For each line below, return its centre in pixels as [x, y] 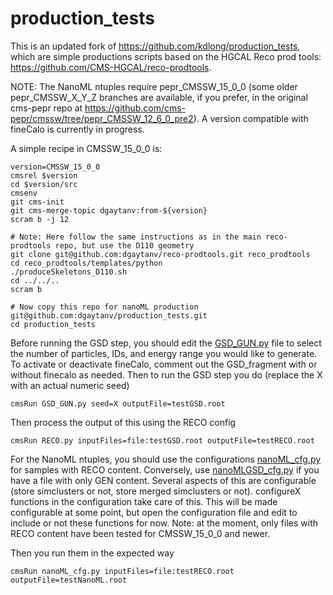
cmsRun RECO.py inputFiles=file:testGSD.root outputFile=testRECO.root [162, 440]
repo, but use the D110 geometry [124, 245]
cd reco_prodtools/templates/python [86, 263]
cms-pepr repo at [46, 108]
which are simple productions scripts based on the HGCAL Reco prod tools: [166, 56]
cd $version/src [44, 184]
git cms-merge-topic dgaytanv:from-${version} [109, 210]
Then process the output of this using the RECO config [123, 422]
